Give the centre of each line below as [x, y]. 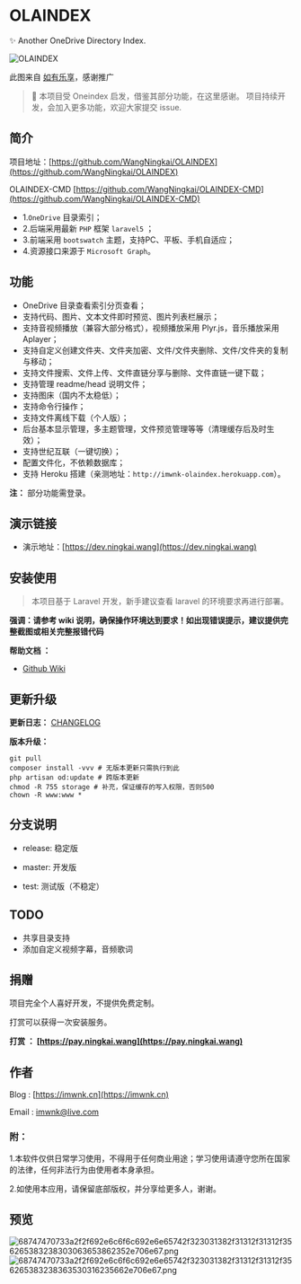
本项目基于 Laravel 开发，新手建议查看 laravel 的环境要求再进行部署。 [160, 602]
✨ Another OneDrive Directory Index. [78, 40]
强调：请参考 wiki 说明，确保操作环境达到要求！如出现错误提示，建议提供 [145, 620]
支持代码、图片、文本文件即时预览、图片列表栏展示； [121, 316]
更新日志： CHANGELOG [55, 722]
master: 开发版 [49, 866]
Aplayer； [41, 339]
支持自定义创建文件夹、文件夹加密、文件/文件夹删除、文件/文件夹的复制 [155, 350]
